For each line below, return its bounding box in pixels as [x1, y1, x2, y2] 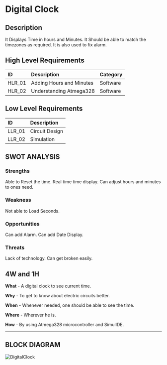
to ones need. [5, 184, 34, 190]
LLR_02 [7, 135, 26, 142]
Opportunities [5, 220, 40, 227]
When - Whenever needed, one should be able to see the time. [5, 302, 135, 308]
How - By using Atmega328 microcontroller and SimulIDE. [5, 322, 124, 328]
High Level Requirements [5, 56, 84, 65]
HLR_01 [7, 79, 26, 86]
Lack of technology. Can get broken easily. [5, 255, 93, 261]
